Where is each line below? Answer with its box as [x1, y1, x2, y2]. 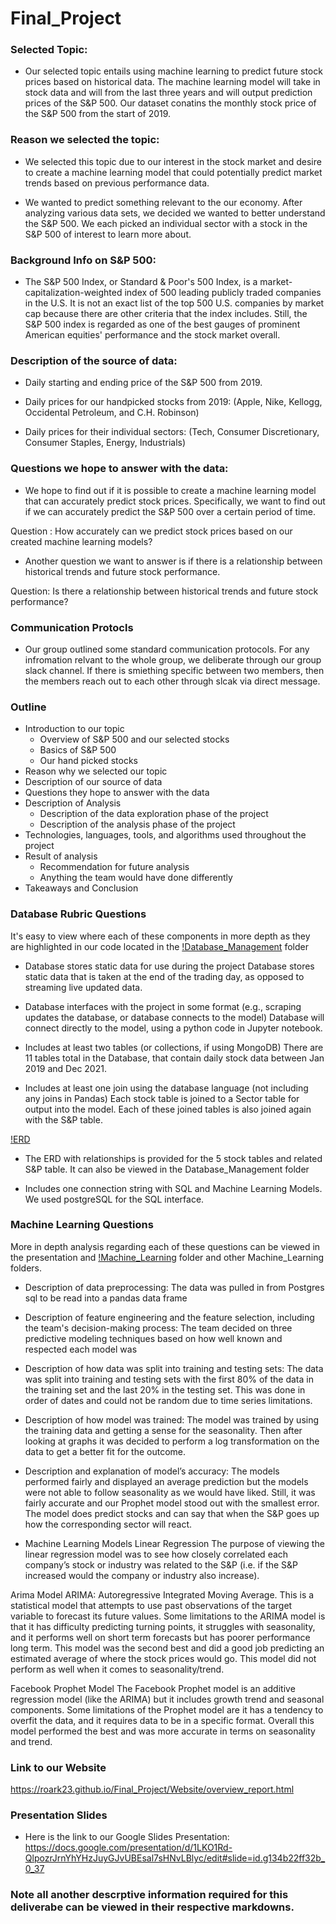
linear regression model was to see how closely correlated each [24, 1548, 289, 1560]
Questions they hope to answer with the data [24, 787, 210, 799]
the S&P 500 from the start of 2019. [24, 108, 172, 120]
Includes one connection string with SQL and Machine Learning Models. [24, 1182, 323, 1194]
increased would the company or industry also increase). [24, 1569, 260, 1581]
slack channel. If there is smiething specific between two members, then [24, 664, 325, 676]
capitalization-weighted [24, 287, 123, 299]
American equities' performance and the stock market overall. [24, 329, 281, 341]
